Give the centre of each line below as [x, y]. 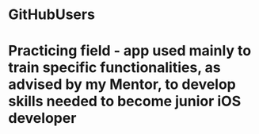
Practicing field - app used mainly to [130, 51]
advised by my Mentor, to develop [122, 84]
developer [42, 119]
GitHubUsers [51, 15]
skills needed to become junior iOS [125, 101]
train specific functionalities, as [114, 68]
